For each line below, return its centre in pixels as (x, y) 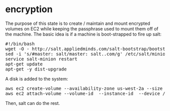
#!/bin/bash (20, 44)
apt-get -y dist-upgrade (36, 69)
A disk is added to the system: (37, 79)
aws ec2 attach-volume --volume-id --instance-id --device (83, 93)
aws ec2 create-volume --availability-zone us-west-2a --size (84, 88)
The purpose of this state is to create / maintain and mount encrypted (78, 23)
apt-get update (24, 64)
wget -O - (17, 49)
